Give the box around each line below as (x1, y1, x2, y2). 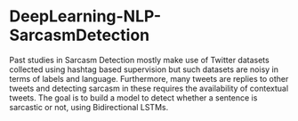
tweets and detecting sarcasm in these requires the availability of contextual (9, 83, 289, 93)
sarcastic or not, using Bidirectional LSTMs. (9, 101, 169, 112)
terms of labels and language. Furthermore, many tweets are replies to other (9, 73, 289, 84)
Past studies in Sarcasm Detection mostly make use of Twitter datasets (9, 54, 270, 65)
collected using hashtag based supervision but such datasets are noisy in (9, 64, 278, 75)
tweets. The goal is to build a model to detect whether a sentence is (9, 92, 258, 103)
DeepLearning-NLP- (9, 6, 162, 27)
